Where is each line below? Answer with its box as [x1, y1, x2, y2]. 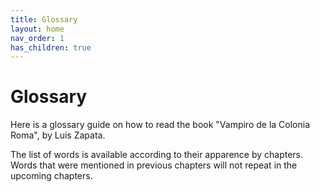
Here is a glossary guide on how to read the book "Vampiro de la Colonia [10, 119, 311, 131]
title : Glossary [10, 14, 78, 25]
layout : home [10, 24, 65, 34]
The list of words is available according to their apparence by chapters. [10, 149, 304, 161]
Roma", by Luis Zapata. [10, 129, 106, 141]
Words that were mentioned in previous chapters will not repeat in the [10, 159, 298, 171]
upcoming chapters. [10, 170, 93, 182]
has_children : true [10, 42, 92, 53]
